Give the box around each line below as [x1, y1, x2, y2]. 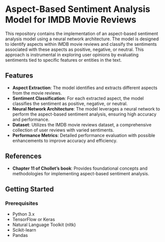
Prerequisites [5, 200, 38, 207]
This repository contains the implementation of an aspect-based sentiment [5, 30, 158, 36]
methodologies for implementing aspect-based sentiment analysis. [12, 170, 150, 176]
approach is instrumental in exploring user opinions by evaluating [5, 51, 139, 58]
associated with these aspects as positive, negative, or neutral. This [5, 46, 144, 52]
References [5, 152, 42, 160]
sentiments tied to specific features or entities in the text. [5, 57, 122, 63]
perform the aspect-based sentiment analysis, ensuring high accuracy [12, 111, 157, 117]
